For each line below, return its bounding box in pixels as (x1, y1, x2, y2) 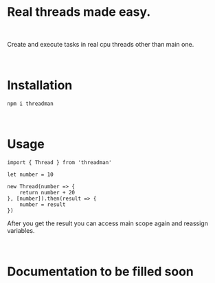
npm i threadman (7, 100, 54, 107)
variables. (7, 226, 35, 234)
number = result (19, 201, 67, 208)
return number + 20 (19, 189, 76, 196)
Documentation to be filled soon (7, 264, 194, 279)
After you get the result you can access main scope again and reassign (7, 219, 208, 227)
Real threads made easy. (7, 4, 151, 20)
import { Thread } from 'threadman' (7, 159, 112, 166)
